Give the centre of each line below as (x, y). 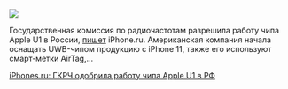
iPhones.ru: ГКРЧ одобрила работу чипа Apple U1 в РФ (112, 75)
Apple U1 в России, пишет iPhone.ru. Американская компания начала (140, 40)
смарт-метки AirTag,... (51, 58)
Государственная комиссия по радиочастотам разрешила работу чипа (144, 30)
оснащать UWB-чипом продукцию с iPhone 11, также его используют (140, 49)
